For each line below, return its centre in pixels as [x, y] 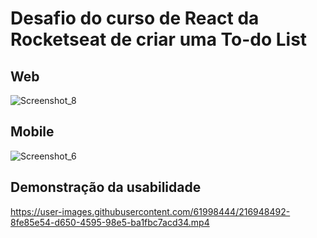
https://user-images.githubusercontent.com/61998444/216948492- [150, 211]
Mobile [32, 132]
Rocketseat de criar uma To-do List [159, 39]
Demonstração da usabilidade [106, 187]
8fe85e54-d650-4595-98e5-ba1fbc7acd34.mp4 [110, 222]
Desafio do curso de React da [135, 18]
